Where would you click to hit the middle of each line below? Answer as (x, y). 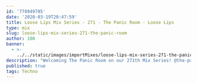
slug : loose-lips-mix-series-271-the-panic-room (67, 33)
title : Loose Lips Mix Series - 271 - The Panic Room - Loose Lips (90, 22)
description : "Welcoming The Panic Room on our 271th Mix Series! (89, 60)
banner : (16, 44)
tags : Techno (22, 71)
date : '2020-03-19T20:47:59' (42, 17)
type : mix (18, 28)
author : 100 (21, 39)
